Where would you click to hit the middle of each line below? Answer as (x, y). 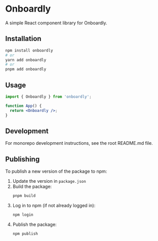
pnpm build (24, 196)
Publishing (23, 159)
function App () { (24, 106)
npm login (23, 215)
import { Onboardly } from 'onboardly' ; (49, 97)
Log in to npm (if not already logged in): (54, 205)
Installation (23, 39)
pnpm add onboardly (26, 69)
